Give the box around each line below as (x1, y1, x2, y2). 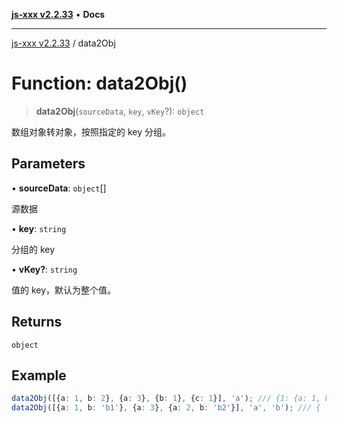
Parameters (11, 155, 86, 173)
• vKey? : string (11, 263, 78, 275)
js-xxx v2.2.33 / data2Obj (11, 37, 116, 49)
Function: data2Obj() (11, 72, 188, 95)
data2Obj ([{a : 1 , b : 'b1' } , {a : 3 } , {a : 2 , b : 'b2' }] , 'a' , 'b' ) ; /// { (11, 403, 321, 413)
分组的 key (11, 243, 56, 255)
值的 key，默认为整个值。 (11, 284, 117, 296)
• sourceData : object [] (11, 182, 107, 194)
